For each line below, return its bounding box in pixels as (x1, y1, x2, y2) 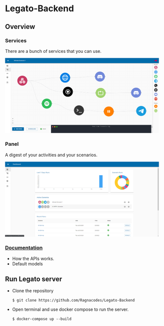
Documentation (5, 244, 43, 251)
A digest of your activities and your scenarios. (5, 152, 98, 158)
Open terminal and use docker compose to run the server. (12, 306, 129, 312)
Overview (5, 23, 36, 31)
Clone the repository (12, 288, 54, 294)
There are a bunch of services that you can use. (5, 48, 102, 54)
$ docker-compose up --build (12, 317, 72, 322)
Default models (12, 260, 43, 267)
